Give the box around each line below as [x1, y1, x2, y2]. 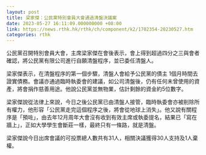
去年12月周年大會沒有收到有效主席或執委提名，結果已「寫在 [46, 114, 197, 121]
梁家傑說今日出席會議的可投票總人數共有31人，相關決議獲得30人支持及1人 [6, 134, 193, 142]
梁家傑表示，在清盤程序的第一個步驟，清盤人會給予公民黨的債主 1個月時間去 [6, 70, 198, 77]
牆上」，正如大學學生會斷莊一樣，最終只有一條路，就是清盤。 [6, 121, 159, 129]
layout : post [6, 9, 40, 15]
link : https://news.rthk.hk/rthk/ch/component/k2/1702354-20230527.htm [6, 26, 193, 32]
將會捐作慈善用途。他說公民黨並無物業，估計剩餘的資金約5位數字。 [17, 85, 187, 93]
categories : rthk [6, 32, 51, 38]
